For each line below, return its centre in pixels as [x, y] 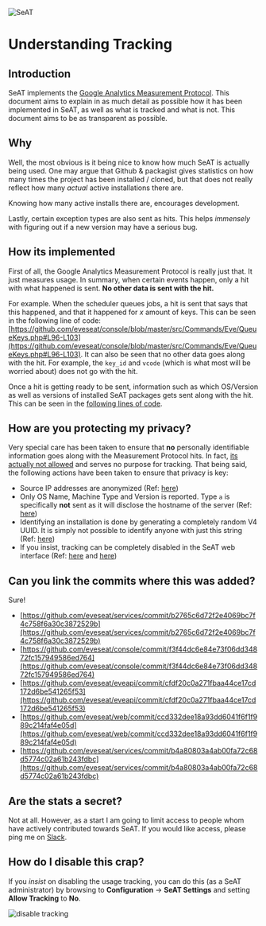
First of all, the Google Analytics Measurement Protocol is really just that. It [130, 271]
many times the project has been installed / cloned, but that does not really [131, 179]
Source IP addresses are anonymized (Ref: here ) [99, 488]
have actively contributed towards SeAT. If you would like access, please [127, 829]
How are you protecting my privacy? [100, 428]
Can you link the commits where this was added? [132, 581]
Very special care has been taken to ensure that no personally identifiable [129, 447]
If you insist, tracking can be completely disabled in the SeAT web [127, 547]
